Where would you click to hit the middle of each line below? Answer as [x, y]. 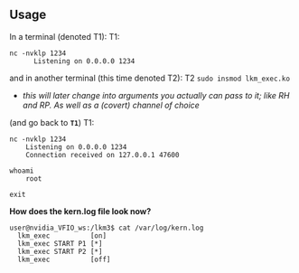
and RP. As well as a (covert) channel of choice [111, 105]
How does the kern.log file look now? [80, 211]
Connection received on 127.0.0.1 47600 [103, 155]
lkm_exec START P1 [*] [60, 243]
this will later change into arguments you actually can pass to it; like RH [156, 95]
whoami [22, 171]
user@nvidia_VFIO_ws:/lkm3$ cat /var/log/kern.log [107, 228]
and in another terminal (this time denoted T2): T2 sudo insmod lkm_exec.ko [150, 78]
